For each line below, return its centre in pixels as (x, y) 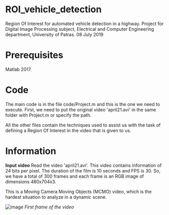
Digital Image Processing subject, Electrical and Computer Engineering (80, 29)
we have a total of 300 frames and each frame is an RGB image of (75, 176)
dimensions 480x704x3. (31, 181)
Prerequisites (34, 55)
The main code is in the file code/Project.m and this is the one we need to (83, 104)
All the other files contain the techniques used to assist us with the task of (83, 125)
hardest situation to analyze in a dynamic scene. (56, 197)
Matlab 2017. (19, 69)
